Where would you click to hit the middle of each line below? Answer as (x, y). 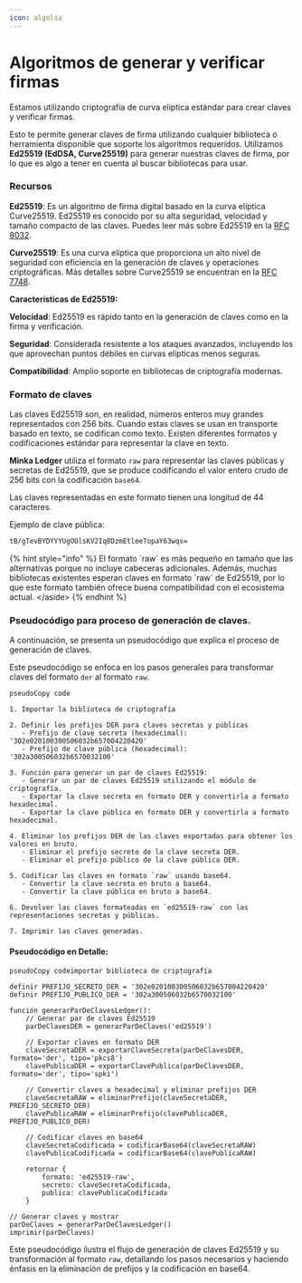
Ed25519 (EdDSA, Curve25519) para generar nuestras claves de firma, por (150, 153)
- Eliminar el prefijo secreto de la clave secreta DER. (131, 853)
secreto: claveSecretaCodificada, (107, 1185)
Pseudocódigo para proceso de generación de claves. (130, 620)
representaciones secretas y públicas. (85, 916)
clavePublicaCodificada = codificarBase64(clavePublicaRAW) (141, 1153)
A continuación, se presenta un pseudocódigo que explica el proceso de (145, 641)
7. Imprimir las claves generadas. (76, 931)
